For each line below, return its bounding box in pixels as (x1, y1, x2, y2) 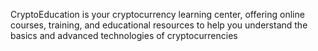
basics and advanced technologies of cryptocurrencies (10, 30, 238, 41)
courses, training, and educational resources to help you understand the (10, 19, 308, 31)
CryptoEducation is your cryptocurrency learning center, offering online (10, 9, 305, 20)
